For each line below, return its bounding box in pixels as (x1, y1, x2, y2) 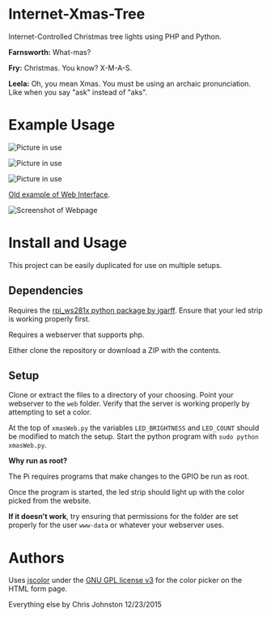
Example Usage (8, 116, 116, 134)
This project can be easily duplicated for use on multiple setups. (8, 260, 222, 270)
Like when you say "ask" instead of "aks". (8, 87, 148, 97)
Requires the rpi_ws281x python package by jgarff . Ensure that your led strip (8, 305, 263, 315)
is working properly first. (8, 313, 91, 324)
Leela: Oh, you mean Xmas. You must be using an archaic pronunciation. (8, 79, 252, 88)
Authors (8, 548, 65, 567)
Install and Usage (8, 234, 128, 252)
